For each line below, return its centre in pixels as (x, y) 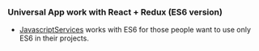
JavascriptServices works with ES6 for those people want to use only (135, 30)
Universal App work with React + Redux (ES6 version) (115, 12)
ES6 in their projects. (54, 38)
